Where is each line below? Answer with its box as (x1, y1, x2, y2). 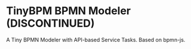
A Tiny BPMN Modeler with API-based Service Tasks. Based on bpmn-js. (6, 36, 186, 43)
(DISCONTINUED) (6, 17, 95, 30)
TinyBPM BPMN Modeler (6, 4, 131, 18)
